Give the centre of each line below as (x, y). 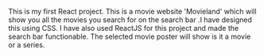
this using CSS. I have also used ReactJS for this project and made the (124, 28)
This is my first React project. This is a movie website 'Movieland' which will (132, 11)
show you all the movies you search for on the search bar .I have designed (130, 20)
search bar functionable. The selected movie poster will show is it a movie (130, 36)
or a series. (27, 45)
